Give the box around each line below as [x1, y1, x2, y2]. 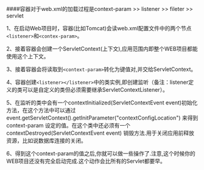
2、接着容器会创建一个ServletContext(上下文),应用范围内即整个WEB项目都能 [6, 45, 198, 52]
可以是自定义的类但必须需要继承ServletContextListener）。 [22, 86, 169, 93]
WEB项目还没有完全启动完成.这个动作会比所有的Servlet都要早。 [6, 157, 166, 165]
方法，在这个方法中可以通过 [6, 107, 76, 114]
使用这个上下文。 [6, 53, 49, 59]
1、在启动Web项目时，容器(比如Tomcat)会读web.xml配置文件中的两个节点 [6, 25, 192, 32]
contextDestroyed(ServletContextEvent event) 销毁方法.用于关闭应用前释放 [6, 129, 195, 137]
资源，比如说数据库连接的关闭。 [6, 137, 86, 144]
